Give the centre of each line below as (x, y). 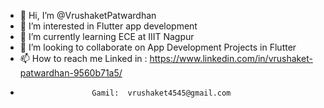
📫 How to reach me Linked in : (83, 58)
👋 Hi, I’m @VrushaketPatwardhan (88, 15)
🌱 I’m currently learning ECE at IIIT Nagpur (107, 36)
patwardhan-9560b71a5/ (71, 73)
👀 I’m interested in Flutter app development (108, 26)
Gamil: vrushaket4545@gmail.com (161, 93)
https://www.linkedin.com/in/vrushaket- (231, 58)
